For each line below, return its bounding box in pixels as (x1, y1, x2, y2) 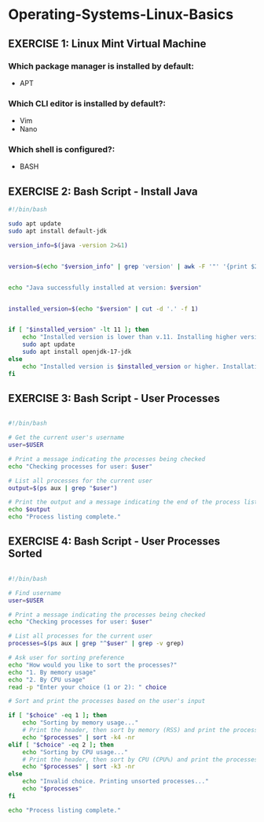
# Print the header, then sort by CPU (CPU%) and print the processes (22, 755, 258, 764)
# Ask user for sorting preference (8, 654, 125, 662)
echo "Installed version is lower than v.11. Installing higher (22, 333, 237, 341)
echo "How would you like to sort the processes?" (8, 660, 178, 669)
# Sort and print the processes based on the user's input (8, 697, 206, 705)
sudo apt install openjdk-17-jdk (22, 348, 132, 356)
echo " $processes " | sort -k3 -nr (22, 763, 135, 771)
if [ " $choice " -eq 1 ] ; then (8, 712, 108, 720)
